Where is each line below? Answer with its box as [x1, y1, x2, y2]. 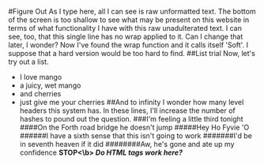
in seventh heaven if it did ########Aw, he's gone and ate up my [19, 140, 235, 148]
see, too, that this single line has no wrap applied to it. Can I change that [8, 32, 243, 41]
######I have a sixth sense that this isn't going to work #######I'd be [19, 131, 253, 141]
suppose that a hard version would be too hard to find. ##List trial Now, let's [8, 49, 255, 58]
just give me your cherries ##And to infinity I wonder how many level [19, 98, 244, 107]
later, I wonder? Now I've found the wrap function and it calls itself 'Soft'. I [8, 40, 249, 50]
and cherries [19, 89, 62, 98]
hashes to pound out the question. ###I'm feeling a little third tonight [19, 114, 243, 123]
